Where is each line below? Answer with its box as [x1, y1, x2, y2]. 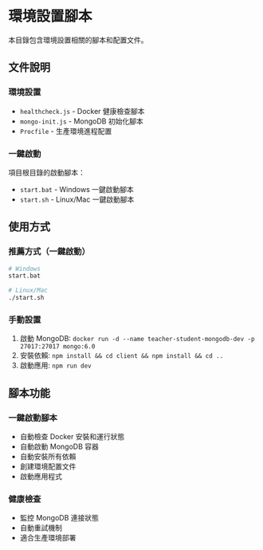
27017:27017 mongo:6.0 [19, 343, 96, 351]
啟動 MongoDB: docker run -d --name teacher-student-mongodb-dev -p [19, 334, 255, 344]
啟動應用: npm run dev [19, 360, 92, 371]
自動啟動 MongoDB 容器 [19, 442, 100, 451]
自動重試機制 [19, 523, 62, 532]
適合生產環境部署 [19, 533, 77, 543]
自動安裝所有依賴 [19, 452, 77, 462]
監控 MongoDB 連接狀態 [19, 513, 100, 523]
